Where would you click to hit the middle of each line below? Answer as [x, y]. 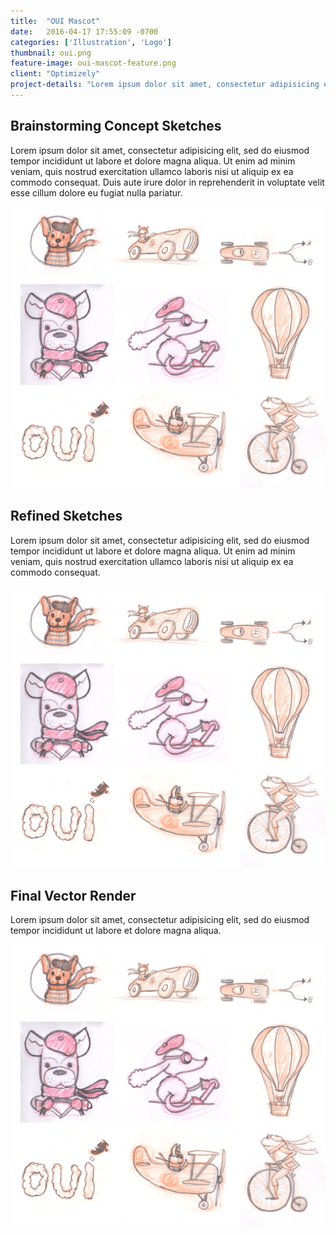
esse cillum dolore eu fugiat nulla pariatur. [96, 192]
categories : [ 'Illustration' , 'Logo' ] [91, 42]
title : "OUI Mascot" [55, 21]
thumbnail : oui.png [51, 53]
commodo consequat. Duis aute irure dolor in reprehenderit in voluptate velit [167, 182]
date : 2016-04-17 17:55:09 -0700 [84, 31]
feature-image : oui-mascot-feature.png [93, 63]
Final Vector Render [73, 895]
